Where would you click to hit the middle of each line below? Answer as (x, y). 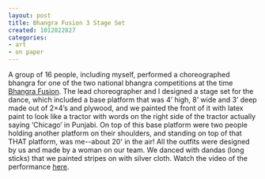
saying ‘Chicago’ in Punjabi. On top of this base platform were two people (128, 125)
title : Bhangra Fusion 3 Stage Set (67, 23)
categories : (28, 37)
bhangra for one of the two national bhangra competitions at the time (121, 83)
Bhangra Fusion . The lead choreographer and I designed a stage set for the (131, 91)
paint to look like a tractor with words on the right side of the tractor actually (132, 116)
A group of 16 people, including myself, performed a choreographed (119, 75)
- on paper (26, 52)
